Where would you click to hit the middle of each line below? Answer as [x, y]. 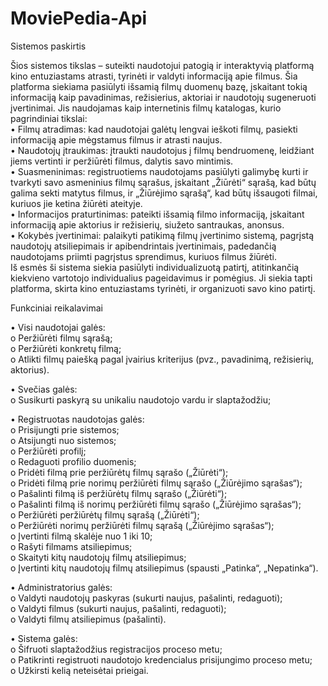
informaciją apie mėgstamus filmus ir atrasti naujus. [116, 139]
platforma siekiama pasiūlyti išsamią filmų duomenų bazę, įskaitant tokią [159, 86]
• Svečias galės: [44, 389]
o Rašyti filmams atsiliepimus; [71, 546]
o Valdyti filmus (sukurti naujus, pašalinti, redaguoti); [118, 608]
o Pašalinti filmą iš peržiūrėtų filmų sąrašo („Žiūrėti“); [119, 493]
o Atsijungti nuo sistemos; [63, 440]
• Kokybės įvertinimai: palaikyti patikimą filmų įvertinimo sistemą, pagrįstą [162, 235]
